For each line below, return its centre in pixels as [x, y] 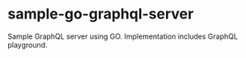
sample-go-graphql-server [101, 14]
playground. [28, 44]
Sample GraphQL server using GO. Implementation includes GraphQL [123, 36]
